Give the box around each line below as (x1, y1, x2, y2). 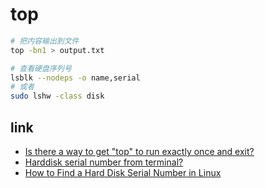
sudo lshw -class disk (10, 91, 105, 102)
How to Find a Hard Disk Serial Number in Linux (24, 167, 222, 178)
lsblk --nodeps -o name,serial (10, 73, 141, 83)
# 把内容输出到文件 (10, 36, 80, 46)
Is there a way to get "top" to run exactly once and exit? (24, 146, 255, 157)
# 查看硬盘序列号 (10, 63, 72, 73)
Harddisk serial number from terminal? (24, 156, 184, 168)
